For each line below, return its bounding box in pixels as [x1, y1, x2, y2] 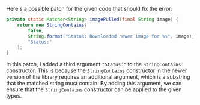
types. [6, 92, 22, 100]
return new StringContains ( [17, 22, 87, 28]
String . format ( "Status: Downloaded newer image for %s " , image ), [28, 33, 195, 39]
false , [28, 27, 44, 33]
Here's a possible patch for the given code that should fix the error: [6, 5, 173, 12]
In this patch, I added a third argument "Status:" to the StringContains [6, 61, 181, 68]
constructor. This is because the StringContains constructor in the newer [6, 67, 187, 74]
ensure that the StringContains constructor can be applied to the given [6, 86, 182, 93]
